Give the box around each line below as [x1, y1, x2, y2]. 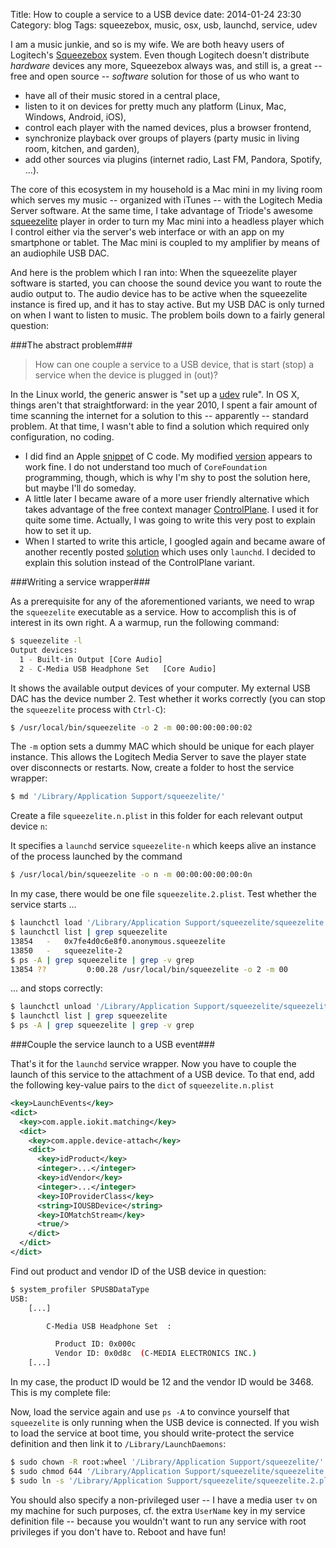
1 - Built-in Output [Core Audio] [19, 654, 163, 664]
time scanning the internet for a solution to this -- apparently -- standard [10, 410, 309, 421]
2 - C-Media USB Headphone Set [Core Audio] [19, 664, 217, 674]
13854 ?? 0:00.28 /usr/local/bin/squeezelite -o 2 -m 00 [10, 964, 288, 974]
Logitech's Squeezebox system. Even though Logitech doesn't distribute [10, 49, 310, 61]
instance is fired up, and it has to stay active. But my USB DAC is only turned [10, 299, 325, 310]
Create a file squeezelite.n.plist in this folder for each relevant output [10, 810, 303, 822]
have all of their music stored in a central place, [24, 90, 221, 101]
